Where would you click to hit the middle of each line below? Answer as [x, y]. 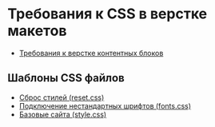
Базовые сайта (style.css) [63, 114]
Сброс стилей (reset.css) [62, 97]
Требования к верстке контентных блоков [91, 53]
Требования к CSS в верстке [107, 14]
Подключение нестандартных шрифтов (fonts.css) [105, 105]
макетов [37, 31]
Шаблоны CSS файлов [66, 78]
